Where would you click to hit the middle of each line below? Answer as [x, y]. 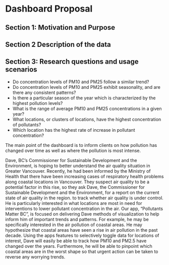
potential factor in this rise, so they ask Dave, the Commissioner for [75, 187]
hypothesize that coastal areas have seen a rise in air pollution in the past [81, 230]
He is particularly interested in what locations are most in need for [74, 203]
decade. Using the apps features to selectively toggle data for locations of [82, 235]
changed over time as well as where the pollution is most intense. [73, 150]
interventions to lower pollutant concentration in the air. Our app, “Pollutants [84, 208]
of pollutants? [27, 125]
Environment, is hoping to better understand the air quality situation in [78, 166]
